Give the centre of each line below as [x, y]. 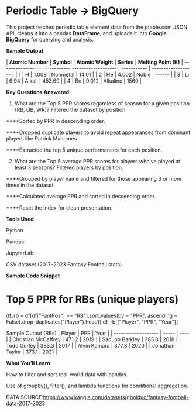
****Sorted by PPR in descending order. [56, 121]
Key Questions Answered [38, 92]
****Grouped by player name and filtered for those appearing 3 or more [94, 178]
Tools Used [20, 219]
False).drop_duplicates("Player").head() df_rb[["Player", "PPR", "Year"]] [92, 322]
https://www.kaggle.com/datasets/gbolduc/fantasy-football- [116, 397]
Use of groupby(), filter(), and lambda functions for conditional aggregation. [97, 386]
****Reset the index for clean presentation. [59, 207]
